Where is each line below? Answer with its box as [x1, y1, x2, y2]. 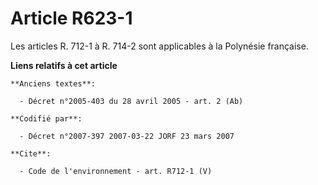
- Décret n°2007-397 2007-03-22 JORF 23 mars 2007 [19, 131, 235, 141]
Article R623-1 [10, 7, 133, 30]
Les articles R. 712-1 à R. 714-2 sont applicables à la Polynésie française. [10, 40, 309, 52]
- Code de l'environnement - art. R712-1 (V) [19, 166, 213, 176]
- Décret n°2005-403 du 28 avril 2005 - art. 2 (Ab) [19, 96, 244, 106]
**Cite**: [10, 148, 52, 159]
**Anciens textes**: [10, 78, 97, 89]
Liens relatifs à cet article [10, 59, 118, 71]
